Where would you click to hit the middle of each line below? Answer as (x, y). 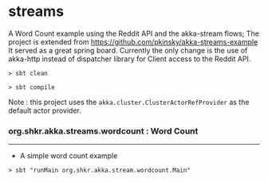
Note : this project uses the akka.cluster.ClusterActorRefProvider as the (129, 102)
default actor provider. (45, 110)
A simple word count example (69, 156)
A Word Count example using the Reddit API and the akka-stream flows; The (134, 33)
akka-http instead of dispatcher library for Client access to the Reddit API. (130, 59)
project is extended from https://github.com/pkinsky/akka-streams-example (133, 41)
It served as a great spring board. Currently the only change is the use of (128, 50)
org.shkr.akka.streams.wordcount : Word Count (103, 131)
